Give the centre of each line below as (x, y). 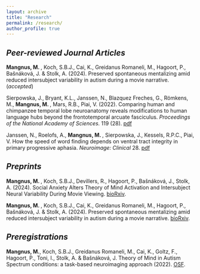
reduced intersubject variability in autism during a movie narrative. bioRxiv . (98, 218)
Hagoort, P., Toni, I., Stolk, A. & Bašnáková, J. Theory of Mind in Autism (93, 258)
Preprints (24, 166)
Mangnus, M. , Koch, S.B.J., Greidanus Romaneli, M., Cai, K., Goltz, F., (92, 251)
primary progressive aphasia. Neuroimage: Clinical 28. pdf (78, 148)
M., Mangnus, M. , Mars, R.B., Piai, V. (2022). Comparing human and (90, 104)
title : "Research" (29, 17)
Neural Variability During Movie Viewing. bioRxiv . (66, 194)
